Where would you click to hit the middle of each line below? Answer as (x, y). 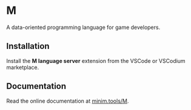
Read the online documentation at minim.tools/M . (68, 101)
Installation (28, 46)
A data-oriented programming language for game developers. (83, 27)
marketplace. (23, 67)
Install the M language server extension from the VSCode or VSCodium (96, 60)
